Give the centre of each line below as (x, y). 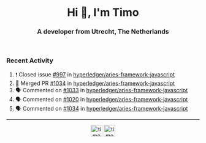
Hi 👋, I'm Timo (103, 13)
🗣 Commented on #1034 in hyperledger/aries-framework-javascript (101, 108)
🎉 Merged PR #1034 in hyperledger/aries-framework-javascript (95, 83)
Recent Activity (30, 61)
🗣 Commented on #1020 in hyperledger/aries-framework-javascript (101, 99)
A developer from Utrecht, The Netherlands (103, 32)
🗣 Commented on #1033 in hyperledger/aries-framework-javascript (101, 90)
